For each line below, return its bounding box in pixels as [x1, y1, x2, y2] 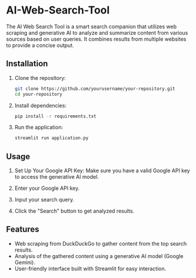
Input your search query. [14, 196, 75, 203]
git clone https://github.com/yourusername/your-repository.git [14, 86, 175, 92]
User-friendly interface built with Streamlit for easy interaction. [14, 265, 166, 272]
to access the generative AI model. [14, 173, 99, 180]
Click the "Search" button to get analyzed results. [14, 207, 135, 215]
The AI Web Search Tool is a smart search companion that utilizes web [6, 23, 177, 30]
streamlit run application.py [14, 135, 89, 141]
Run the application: [14, 124, 63, 131]
